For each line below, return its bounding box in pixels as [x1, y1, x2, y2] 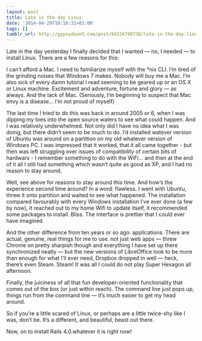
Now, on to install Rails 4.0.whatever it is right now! [6, 328, 132, 335]
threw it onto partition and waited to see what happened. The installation [6, 192, 186, 199]
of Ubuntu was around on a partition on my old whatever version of [6, 135, 173, 142]
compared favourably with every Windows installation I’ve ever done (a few [6, 198, 193, 205]
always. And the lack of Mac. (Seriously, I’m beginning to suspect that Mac [6, 92, 191, 99]
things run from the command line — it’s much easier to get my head [6, 292, 176, 299]
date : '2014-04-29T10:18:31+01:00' [6, 20, 96, 26]
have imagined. [6, 217, 44, 225]
